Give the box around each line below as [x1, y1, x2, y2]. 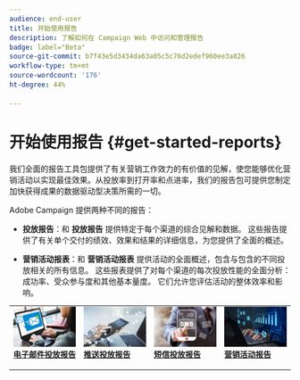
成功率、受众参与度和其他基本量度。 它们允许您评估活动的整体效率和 [21, 276, 275, 286]
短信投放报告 [154, 349, 201, 360]
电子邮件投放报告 [12, 349, 76, 360]
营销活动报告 [224, 349, 271, 360]
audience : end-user [9, 14, 82, 23]
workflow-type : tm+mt [9, 62, 90, 70]
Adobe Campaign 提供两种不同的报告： [9, 204, 154, 215]
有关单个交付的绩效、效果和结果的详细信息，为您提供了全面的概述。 [37, 235, 288, 245]
